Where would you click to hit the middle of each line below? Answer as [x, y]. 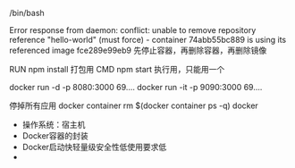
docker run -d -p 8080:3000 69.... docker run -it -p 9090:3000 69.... [136, 87]
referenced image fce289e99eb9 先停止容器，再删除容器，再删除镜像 [138, 50]
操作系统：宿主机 [54, 125]
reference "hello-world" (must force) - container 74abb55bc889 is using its [148, 40]
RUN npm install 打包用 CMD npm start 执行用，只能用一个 [117, 69]
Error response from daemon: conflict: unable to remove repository [133, 30]
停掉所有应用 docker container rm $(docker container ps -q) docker [134, 105]
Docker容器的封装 [55, 136]
